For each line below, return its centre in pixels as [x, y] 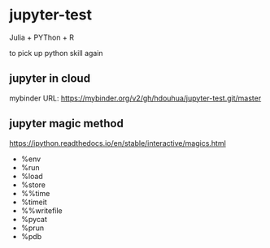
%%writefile [42, 210]
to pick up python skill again [57, 53]
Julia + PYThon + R [41, 37]
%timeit [34, 202]
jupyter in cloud [50, 79]
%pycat [34, 219]
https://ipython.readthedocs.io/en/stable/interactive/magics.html [118, 143]
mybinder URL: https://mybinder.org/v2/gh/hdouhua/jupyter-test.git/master [135, 98]
